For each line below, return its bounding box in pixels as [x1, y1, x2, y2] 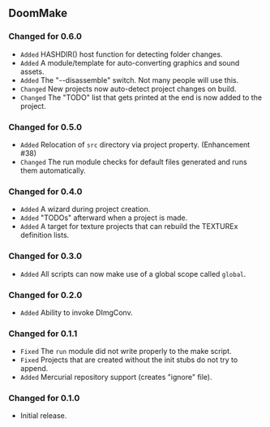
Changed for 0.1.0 [8, 393, 80, 404]
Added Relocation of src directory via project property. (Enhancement [19, 140, 251, 149]
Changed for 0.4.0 [8, 186, 83, 197]
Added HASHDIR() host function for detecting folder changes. [19, 49, 223, 59]
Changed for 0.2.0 [8, 289, 83, 300]
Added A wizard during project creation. [19, 205, 151, 214]
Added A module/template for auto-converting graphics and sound [19, 58, 240, 67]
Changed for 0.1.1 [8, 328, 78, 339]
